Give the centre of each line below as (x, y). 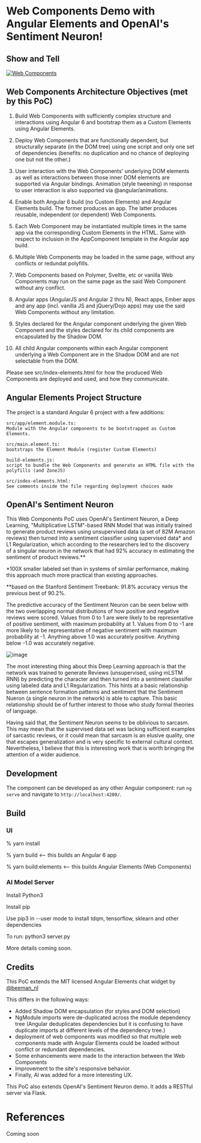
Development (32, 774)
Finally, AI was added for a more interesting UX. (74, 1075)
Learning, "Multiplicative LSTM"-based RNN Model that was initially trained (99, 525)
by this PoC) (29, 101)
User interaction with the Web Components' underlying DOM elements (102, 171)
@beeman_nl (22, 988)
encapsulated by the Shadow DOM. (59, 336)
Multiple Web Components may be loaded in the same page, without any (105, 257)
